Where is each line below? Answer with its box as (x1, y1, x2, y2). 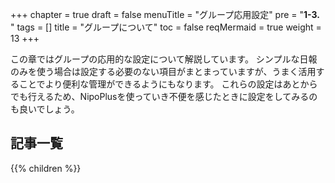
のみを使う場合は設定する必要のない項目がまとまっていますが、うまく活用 (10, 66, 317, 77)
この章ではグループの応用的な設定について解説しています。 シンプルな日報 (10, 53, 318, 65)
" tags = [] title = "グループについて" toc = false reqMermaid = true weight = (10, 21, 322, 33)
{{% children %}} (10, 162, 82, 174)
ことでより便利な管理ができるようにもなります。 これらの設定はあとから (18, 78, 318, 90)
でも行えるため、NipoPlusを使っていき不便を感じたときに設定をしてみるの (10, 91, 318, 102)
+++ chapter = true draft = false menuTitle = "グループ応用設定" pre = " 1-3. (10, 9, 320, 20)
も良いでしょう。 (10, 103, 80, 115)
